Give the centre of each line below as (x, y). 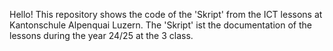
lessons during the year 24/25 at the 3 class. (101, 35)
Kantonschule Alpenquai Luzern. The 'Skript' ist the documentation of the (160, 25)
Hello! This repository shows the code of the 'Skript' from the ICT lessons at (166, 14)
